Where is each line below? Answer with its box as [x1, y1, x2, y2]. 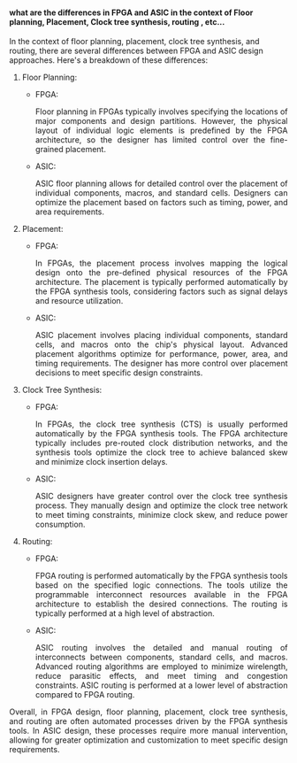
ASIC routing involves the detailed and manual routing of [34, 643, 288, 653]
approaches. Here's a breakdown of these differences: [9, 55, 209, 66]
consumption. [34, 519, 86, 530]
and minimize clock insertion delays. [34, 457, 168, 467]
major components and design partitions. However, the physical [34, 116, 288, 127]
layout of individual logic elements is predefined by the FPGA [34, 125, 288, 136]
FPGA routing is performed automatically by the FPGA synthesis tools [34, 571, 288, 582]
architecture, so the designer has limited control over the [34, 135, 266, 145]
